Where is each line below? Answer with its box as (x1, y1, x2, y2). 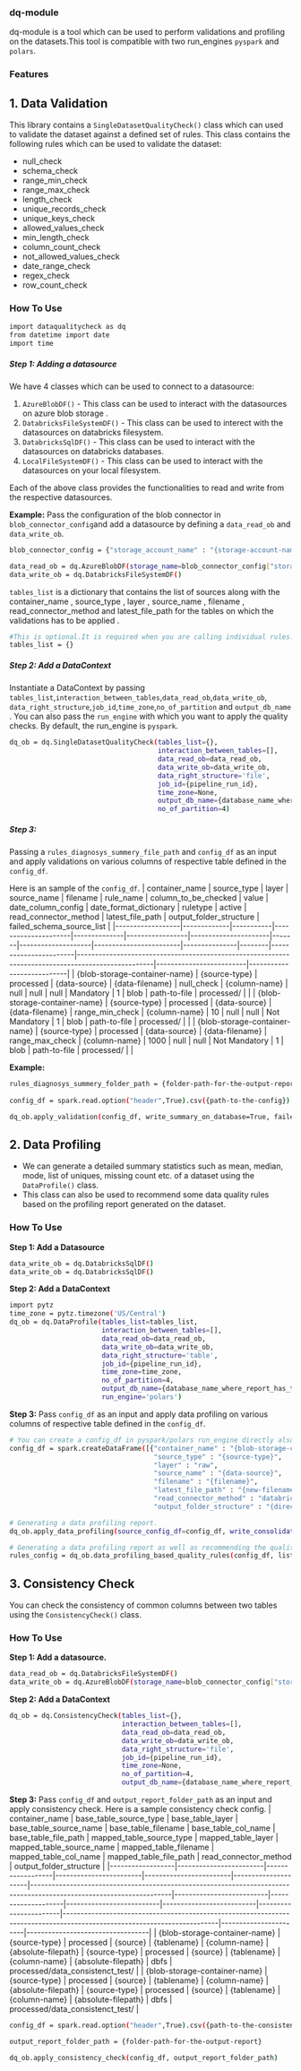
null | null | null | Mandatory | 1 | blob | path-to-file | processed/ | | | (9, 988, 256, 998)
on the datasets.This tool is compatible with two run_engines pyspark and (9, 36, 279, 47)
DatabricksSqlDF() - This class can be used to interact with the (21, 436, 255, 447)
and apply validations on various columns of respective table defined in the (9, 856, 287, 867)
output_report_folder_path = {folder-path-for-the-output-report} (9, 2037, 262, 2046)
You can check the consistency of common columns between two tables (9, 1600, 278, 1610)
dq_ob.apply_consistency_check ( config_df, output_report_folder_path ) (9, 2053, 279, 2062)
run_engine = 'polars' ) (101, 1393, 182, 1402)
